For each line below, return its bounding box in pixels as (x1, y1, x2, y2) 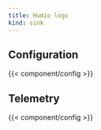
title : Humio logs (8, 11, 69, 20)
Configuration (8, 48, 79, 61)
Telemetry (8, 91, 60, 105)
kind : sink (8, 19, 44, 27)
